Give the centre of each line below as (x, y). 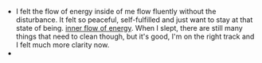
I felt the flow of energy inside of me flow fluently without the (116, 11)
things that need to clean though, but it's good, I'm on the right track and (135, 36)
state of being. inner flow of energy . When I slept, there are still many (129, 28)
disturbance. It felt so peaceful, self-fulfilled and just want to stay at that (134, 20)
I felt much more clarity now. (63, 45)
